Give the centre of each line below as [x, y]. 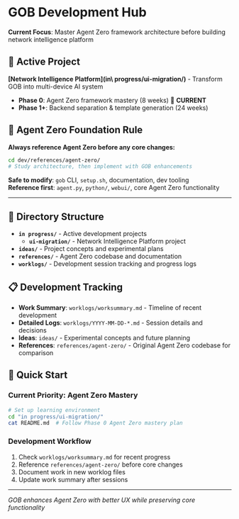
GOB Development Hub [78, 12]
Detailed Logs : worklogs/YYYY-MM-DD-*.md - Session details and [110, 323]
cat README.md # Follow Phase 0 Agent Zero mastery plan [95, 423]
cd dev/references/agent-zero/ [54, 160]
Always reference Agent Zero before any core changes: [92, 147]
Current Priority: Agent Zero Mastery [73, 396]
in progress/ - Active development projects [83, 234]
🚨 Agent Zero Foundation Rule [76, 130]
